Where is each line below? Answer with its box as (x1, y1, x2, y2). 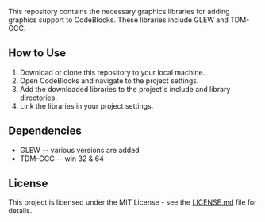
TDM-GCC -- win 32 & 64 (19, 154, 105, 163)
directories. (19, 93, 58, 102)
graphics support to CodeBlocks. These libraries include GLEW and (8, 15, 229, 25)
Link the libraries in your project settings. (19, 101, 154, 110)
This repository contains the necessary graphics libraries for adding (8, 7, 230, 16)
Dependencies (8, 124, 82, 138)
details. (8, 206, 33, 216)
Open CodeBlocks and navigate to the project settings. (19, 75, 199, 86)
